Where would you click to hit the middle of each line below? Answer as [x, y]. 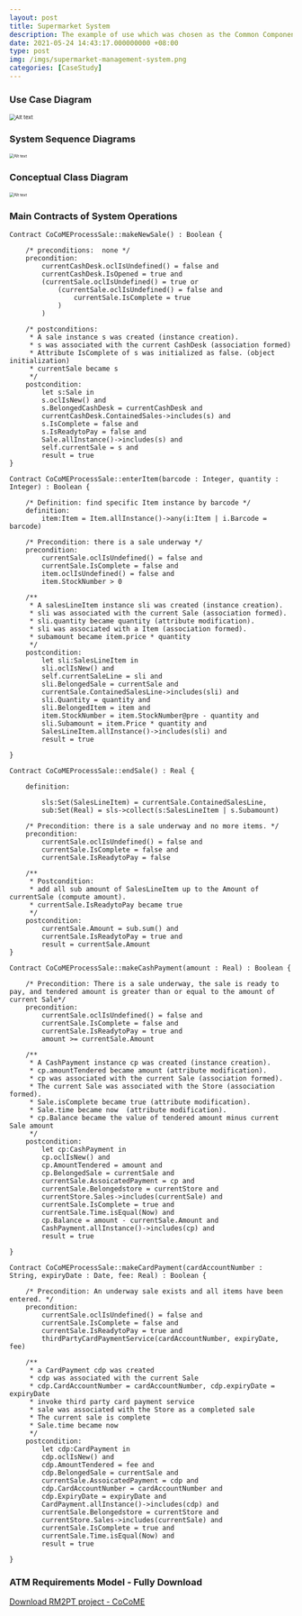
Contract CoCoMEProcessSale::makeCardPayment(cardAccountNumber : [136, 1268]
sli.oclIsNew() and [78, 669]
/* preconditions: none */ [78, 251]
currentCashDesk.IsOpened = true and [112, 274]
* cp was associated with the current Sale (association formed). [156, 1079]
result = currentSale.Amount [96, 945]
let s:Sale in [68, 393]
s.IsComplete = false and [90, 425]
